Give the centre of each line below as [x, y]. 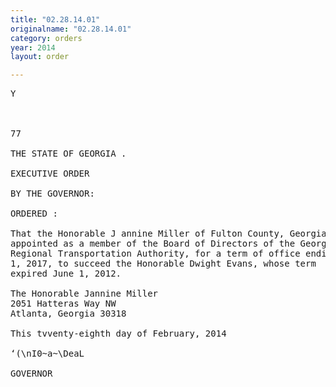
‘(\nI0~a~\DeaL [47, 354]
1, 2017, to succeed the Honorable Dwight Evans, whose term [163, 264]
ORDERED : [34, 214]
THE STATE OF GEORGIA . [68, 154]
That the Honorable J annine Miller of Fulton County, [147, 234]
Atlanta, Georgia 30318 [68, 314]
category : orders [46, 38]
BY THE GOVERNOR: [52, 194]
